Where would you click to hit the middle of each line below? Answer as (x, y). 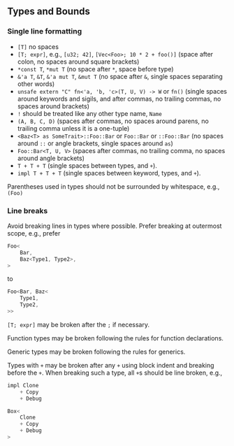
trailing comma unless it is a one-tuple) (73, 128)
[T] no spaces (38, 46)
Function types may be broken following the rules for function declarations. (115, 338)
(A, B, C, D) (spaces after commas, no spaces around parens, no (113, 121)
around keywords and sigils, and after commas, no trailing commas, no (119, 99)
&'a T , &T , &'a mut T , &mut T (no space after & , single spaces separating (120, 76)
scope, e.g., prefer (34, 233)
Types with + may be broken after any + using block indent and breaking (111, 365)
